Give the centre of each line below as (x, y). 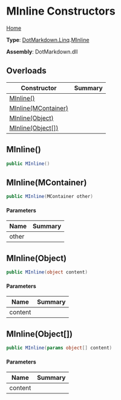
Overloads (26, 71)
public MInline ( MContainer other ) (50, 197)
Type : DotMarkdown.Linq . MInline (48, 40)
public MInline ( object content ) (47, 272)
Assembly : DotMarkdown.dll (42, 51)
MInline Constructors (61, 11)
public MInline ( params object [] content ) (59, 348)
